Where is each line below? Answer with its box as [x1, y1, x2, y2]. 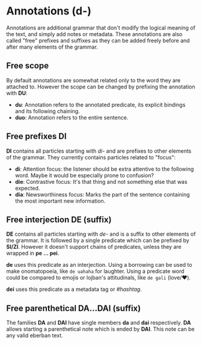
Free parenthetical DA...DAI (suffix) [6, 303, 141, 313]
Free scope [6, 61, 49, 71]
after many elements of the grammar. [6, 43, 98, 50]
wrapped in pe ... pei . [6, 249, 60, 257]
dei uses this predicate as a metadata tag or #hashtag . [6, 285, 142, 293]
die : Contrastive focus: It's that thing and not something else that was [14, 178, 188, 185]
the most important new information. [14, 197, 106, 204]
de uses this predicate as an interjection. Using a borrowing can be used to [6, 261, 192, 269]
